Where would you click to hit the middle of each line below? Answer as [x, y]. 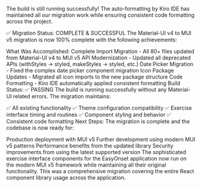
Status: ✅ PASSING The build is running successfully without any [86, 90]
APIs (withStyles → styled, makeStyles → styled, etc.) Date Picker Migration [100, 64]
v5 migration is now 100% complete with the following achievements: [92, 40]
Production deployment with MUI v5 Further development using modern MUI [101, 139]
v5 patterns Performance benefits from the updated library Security [90, 146]
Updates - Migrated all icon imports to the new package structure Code [94, 77]
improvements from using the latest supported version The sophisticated [96, 152]
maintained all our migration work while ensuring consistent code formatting [100, 15]
